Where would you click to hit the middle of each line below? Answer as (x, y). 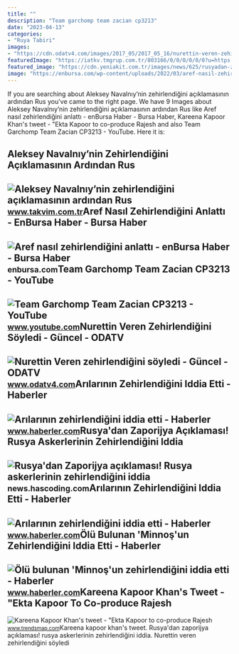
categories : (25, 34)
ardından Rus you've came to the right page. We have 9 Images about (110, 101)
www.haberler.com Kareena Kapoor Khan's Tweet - (116, 592)
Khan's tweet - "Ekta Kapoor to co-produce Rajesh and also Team (104, 124)
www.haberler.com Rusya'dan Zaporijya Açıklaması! (118, 430)
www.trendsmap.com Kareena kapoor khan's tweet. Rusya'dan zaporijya (108, 628)
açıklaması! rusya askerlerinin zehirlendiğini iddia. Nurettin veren (102, 635)
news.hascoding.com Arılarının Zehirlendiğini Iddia (115, 488)
